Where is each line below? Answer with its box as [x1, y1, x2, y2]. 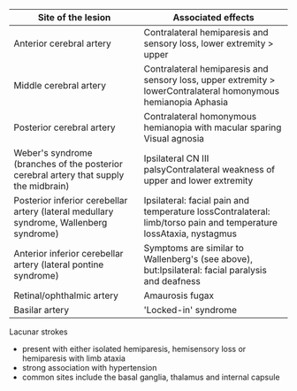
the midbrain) [13, 180, 70, 192]
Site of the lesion [38, 11, 111, 23]
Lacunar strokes [9, 326, 68, 337]
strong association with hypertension [21, 363, 157, 372]
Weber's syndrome [13, 147, 93, 158]
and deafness [143, 275, 201, 287]
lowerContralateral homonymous [143, 85, 280, 96]
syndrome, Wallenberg [13, 217, 108, 228]
